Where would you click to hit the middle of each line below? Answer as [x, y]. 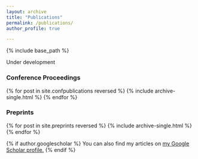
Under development [31, 62]
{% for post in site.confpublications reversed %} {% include [80, 91]
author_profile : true [33, 28]
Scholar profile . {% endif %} [41, 149]
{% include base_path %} [38, 51]
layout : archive [26, 12]
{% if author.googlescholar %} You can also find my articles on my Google [98, 143]
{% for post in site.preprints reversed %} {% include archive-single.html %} [99, 126]
